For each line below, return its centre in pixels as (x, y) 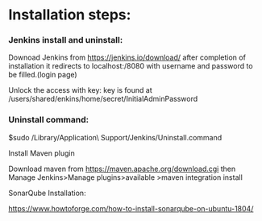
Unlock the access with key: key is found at (80, 90)
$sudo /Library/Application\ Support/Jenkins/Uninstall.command (115, 137)
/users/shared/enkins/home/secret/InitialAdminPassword (103, 99)
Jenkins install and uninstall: (66, 40)
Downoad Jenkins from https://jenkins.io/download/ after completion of (127, 57)
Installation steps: (70, 15)
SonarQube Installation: (47, 193)
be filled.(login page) (43, 75)
